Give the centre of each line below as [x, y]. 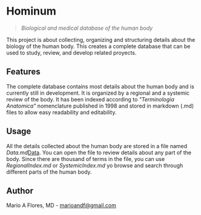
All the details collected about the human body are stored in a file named [97, 146]
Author [20, 190]
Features [23, 72]
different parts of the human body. [49, 172]
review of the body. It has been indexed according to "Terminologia [90, 99]
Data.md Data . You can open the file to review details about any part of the [99, 152]
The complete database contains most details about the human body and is [100, 86]
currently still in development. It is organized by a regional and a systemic [98, 93]
